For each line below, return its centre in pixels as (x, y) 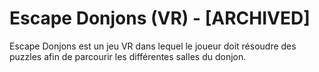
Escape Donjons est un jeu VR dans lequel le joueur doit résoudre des (153, 46)
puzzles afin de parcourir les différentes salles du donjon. (128, 56)
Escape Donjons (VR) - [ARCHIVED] (160, 18)
